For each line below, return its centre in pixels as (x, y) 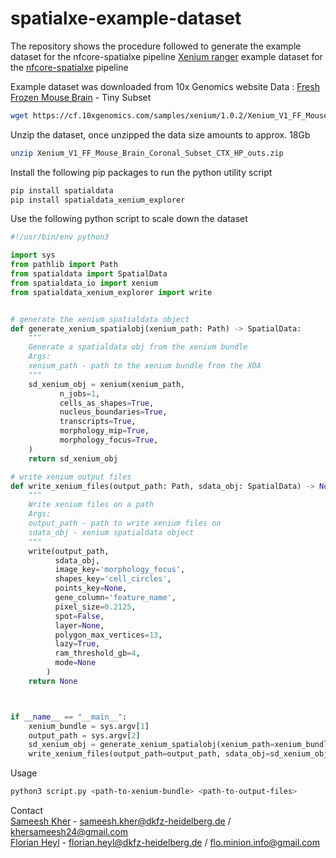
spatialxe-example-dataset (126, 18)
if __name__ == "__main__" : (69, 717)
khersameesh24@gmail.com (69, 832)
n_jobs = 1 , (80, 393)
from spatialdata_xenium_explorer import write (111, 292)
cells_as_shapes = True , (107, 403)
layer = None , (79, 625)
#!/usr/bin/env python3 (60, 237)
